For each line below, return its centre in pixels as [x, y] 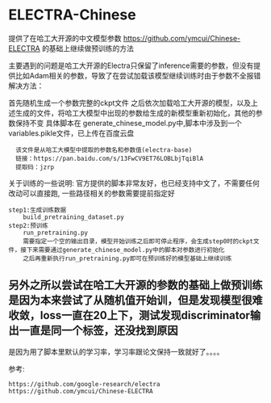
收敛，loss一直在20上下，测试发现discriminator [129, 315]
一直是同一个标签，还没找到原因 [98, 331]
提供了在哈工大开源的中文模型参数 [65, 38]
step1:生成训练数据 [38, 210]
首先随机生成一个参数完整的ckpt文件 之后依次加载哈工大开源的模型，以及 [130, 103]
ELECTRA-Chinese [72, 15]
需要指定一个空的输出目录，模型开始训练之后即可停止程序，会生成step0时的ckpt [138, 241]
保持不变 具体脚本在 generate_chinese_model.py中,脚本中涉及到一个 [128, 123]
